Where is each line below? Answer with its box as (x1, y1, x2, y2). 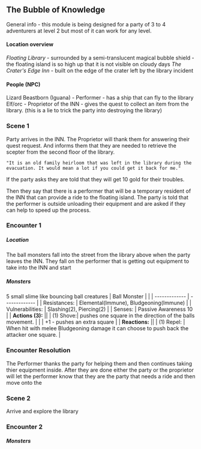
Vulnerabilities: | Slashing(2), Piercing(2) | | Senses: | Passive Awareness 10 (6, 306, 193, 313)
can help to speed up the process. (6, 206, 91, 214)
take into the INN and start (6, 264, 71, 271)
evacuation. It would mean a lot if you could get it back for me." (6, 165, 181, 171)
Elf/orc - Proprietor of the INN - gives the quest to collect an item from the (6, 100, 189, 107)
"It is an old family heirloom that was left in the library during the (6, 160, 192, 166)
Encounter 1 (6, 221, 42, 230)
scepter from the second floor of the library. (6, 148, 115, 155)
